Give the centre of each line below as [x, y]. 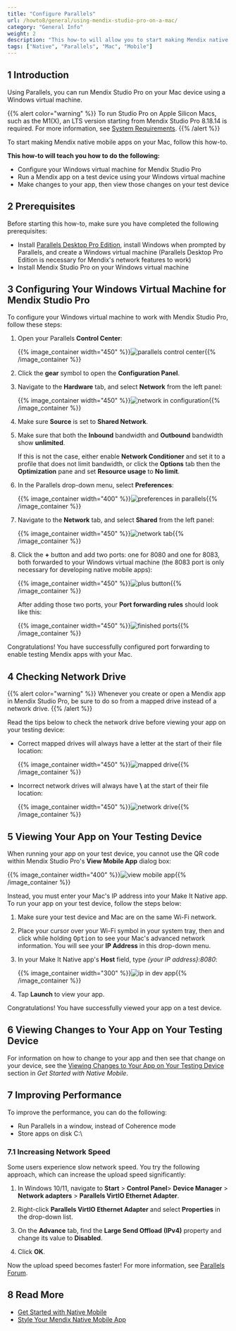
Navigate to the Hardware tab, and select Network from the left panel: [120, 387]
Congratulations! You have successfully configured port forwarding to [108, 647]
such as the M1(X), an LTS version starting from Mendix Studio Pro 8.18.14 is [117, 121]
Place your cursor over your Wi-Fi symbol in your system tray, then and [121, 931]
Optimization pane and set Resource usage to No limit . [99, 472]
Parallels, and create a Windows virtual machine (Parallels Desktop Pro [120, 252]
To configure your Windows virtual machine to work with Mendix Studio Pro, [118, 317]
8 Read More [36, 1295]
